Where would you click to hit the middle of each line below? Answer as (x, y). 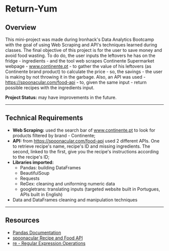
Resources (22, 221)
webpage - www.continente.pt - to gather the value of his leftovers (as (78, 66)
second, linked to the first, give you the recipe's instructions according (86, 151)
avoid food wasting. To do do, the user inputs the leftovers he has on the (80, 55)
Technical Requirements (44, 118)
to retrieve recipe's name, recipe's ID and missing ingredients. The (81, 146)
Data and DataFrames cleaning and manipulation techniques (75, 200)
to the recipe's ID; (31, 157)
